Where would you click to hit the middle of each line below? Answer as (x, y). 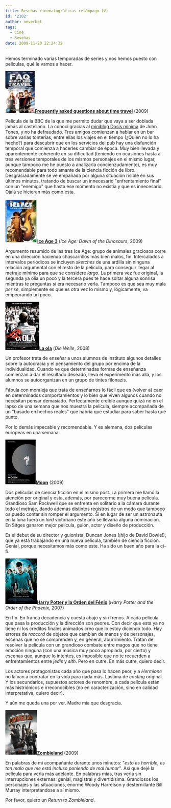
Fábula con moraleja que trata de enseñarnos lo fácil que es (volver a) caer (84, 390)
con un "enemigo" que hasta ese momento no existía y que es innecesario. (84, 186)
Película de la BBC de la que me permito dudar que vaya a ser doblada (79, 121)
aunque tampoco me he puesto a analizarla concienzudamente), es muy (81, 165)
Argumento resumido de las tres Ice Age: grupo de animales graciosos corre (86, 251)
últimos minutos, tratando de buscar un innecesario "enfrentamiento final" (83, 181)
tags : (11, 27)
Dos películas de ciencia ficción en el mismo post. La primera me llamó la (82, 492)
